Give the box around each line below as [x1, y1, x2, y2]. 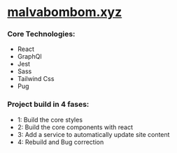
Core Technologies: [7, 29, 76, 39]
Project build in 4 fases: [7, 99, 90, 109]
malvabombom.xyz [7, 4, 122, 20]
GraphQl [17, 52, 42, 61]
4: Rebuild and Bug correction [17, 138, 104, 146]
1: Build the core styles [17, 115, 83, 124]
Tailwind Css [17, 75, 55, 83]
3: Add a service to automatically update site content [17, 130, 170, 138]
